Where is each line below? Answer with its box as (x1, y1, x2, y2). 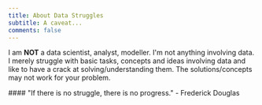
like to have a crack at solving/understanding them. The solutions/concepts (8, 65, 253, 74)
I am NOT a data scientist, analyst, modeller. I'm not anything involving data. (8, 48, 255, 58)
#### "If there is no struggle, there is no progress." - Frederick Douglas (8, 88, 240, 98)
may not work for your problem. (8, 73, 111, 83)
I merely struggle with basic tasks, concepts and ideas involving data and (8, 56, 246, 66)
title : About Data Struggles (8, 11, 104, 20)
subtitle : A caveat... (8, 19, 83, 27)
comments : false (8, 26, 61, 34)
